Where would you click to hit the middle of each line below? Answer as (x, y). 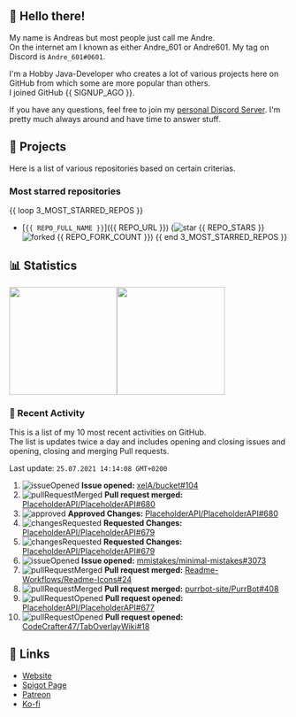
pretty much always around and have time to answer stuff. (115, 119)
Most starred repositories (65, 191)
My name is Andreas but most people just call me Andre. (112, 37)
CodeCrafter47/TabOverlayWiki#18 (86, 627)
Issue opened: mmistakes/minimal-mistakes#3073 (174, 561)
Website (37, 675)
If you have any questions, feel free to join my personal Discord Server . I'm (145, 109)
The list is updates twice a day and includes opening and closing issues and (147, 442)
